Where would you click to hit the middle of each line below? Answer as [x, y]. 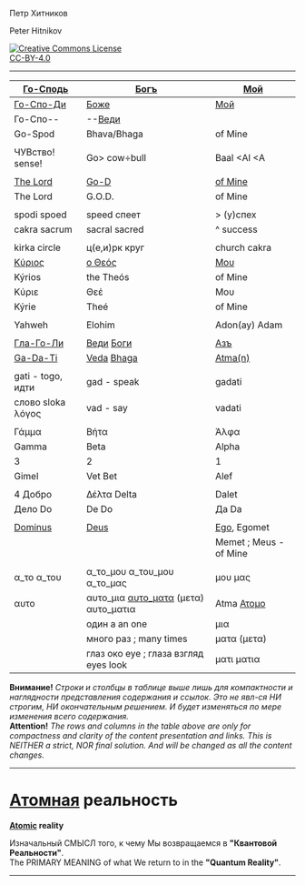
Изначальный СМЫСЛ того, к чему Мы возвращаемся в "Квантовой [143, 843]
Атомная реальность [94, 800]
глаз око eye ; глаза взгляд [145, 654]
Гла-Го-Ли [39, 343]
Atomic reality [37, 825]
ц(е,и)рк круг [115, 247]
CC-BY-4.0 [30, 58]
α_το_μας [106, 583]
